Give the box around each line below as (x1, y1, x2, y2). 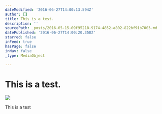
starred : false (5, 35, 36, 40)
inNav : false (5, 48, 32, 53)
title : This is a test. (5, 16, 54, 21)
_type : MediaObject (5, 53, 45, 58)
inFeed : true (5, 39, 32, 44)
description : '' (5, 21, 38, 26)
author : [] (5, 12, 28, 17)
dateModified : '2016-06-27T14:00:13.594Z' (5, 7, 94, 12)
